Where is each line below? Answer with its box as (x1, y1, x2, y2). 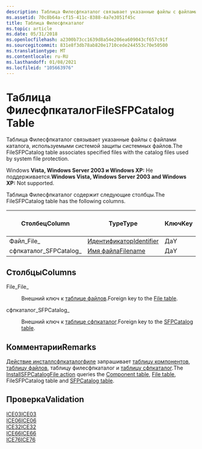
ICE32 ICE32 (6, 423, 37, 430)
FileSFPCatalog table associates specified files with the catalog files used (6, 148, 189, 156)
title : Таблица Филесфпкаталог (6, 20, 85, 26)
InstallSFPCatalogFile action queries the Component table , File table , (6, 370, 176, 377)
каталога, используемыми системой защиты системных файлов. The (6, 142, 183, 150)
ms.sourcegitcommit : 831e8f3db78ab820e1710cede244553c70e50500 (6, 43, 168, 49)
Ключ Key (164, 219, 193, 228)
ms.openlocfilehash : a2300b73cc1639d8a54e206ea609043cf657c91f (6, 37, 168, 43)
